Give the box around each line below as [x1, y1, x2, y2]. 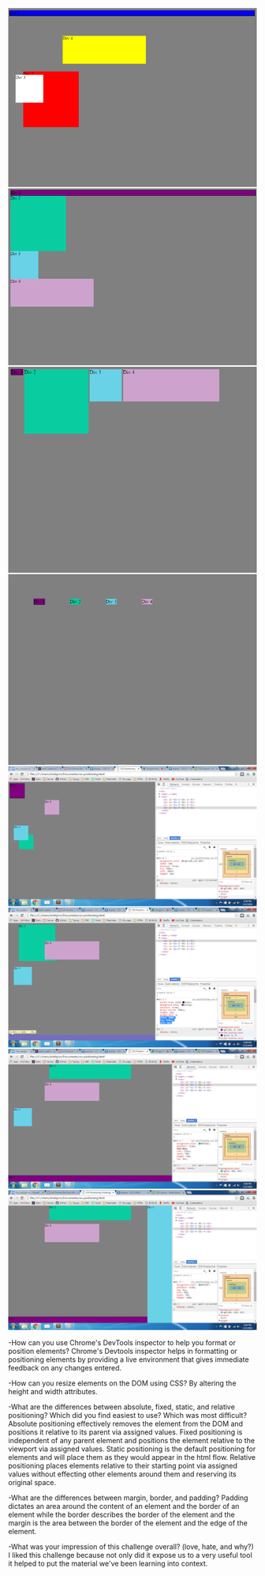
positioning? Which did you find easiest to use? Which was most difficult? [8, 1411, 247, 1420]
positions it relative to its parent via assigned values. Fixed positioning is [8, 1427, 243, 1437]
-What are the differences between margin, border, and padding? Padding [8, 1493, 248, 1502]
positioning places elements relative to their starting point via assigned [8, 1461, 238, 1471]
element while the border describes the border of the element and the [8, 1510, 235, 1520]
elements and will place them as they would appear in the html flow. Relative [8, 1453, 256, 1462]
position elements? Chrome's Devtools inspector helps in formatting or [8, 1347, 238, 1356]
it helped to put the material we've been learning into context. [8, 1559, 208, 1568]
